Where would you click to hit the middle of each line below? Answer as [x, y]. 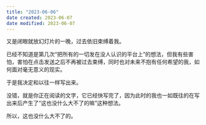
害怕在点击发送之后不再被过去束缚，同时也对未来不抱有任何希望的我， [105, 62]
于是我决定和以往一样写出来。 [44, 82]
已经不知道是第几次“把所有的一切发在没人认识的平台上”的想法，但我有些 [97, 54]
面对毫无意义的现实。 [38, 70]
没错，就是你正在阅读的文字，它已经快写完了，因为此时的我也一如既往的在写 [103, 96]
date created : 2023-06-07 [39, 18]
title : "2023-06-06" [33, 12]
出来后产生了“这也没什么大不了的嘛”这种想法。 [65, 103]
